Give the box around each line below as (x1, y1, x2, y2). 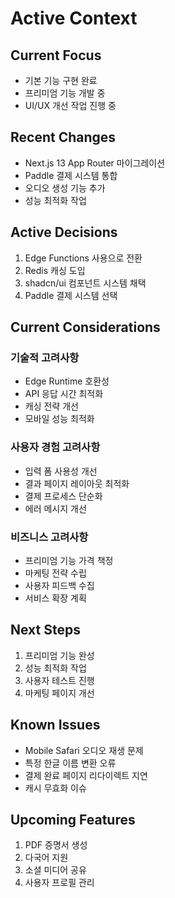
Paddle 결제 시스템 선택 (24, 289, 118, 301)
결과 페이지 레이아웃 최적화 (24, 477, 130, 489)
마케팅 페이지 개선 (24, 687, 95, 699)
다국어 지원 (24, 852, 69, 864)
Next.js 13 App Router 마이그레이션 (24, 157, 166, 169)
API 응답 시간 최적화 (24, 388, 104, 400)
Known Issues (10, 717, 101, 734)
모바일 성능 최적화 (24, 413, 95, 425)
